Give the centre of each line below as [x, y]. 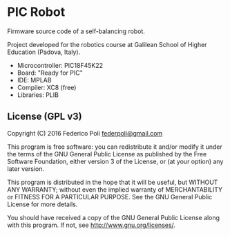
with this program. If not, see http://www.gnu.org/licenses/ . [92, 225]
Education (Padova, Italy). [44, 52]
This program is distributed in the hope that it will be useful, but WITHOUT [113, 182]
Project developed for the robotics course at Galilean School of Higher [107, 44]
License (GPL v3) [45, 117]
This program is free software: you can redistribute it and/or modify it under [115, 147]
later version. [26, 169]
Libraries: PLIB [38, 95]
